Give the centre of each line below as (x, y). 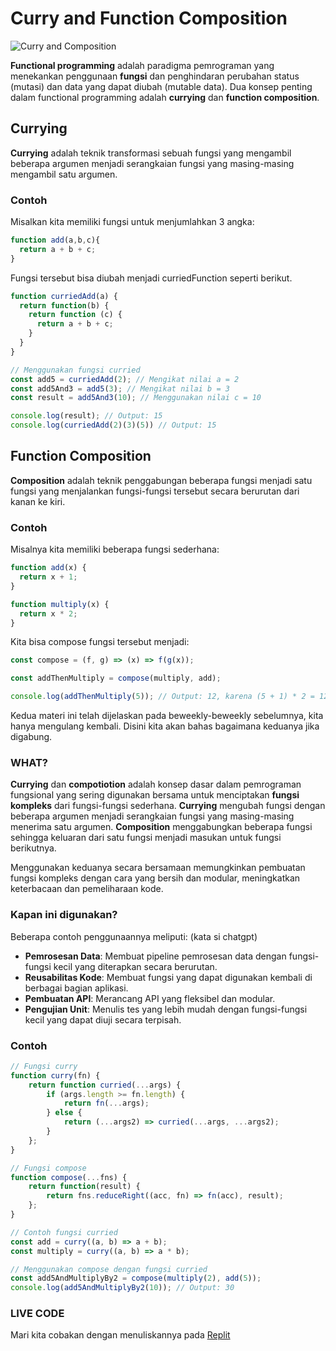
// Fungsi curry (44, 1066)
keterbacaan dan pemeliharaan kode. (87, 889)
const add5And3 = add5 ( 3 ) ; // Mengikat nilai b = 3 (120, 388)
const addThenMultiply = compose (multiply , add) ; (116, 678)
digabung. (31, 737)
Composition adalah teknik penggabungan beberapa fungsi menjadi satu (161, 480)
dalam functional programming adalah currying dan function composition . (165, 97)
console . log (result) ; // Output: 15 (86, 416)
